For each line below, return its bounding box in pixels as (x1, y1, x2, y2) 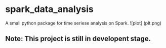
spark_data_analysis (5, 3, 94, 15)
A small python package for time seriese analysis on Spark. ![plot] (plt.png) (5, 20, 162, 26)
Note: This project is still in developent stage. (5, 34, 151, 43)
